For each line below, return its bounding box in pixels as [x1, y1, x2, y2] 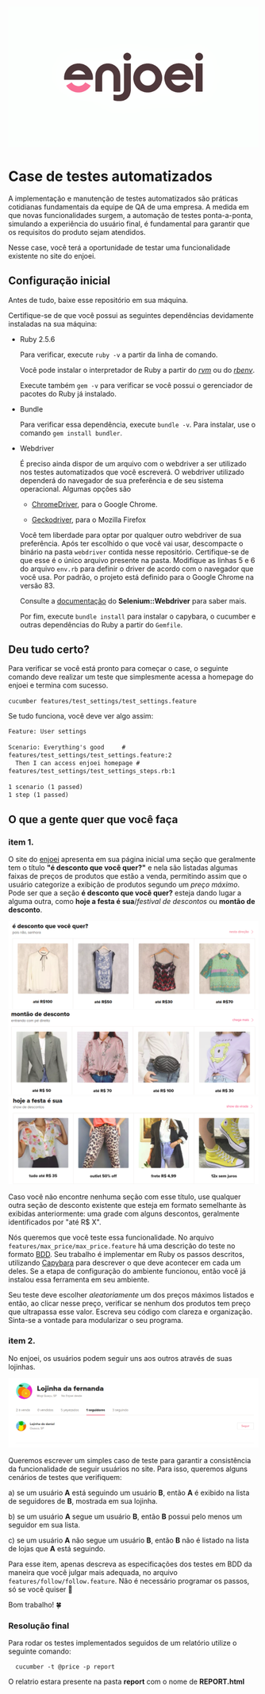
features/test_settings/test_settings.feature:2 [8, 752, 172, 760]
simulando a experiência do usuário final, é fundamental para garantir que [8, 219, 250, 228]
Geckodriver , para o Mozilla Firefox [31, 515, 147, 524]
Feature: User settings [8, 728, 87, 736]
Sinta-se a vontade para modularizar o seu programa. [8, 1316, 184, 1325]
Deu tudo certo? [8, 643, 90, 656]
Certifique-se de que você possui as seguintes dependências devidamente [8, 310, 254, 320]
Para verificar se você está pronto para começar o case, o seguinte [8, 664, 229, 673]
